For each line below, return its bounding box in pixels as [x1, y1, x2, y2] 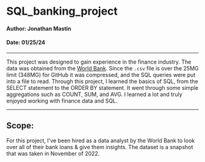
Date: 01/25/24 [6, 39, 46, 46]
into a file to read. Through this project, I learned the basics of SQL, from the [6, 78, 198, 85]
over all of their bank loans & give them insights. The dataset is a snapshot [6, 143, 193, 150]
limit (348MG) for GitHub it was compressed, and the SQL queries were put [6, 71, 196, 78]
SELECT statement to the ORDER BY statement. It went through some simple [6, 84, 199, 91]
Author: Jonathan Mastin [6, 24, 71, 32]
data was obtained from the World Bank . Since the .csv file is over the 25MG [6, 64, 199, 72]
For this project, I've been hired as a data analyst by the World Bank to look [6, 136, 195, 144]
